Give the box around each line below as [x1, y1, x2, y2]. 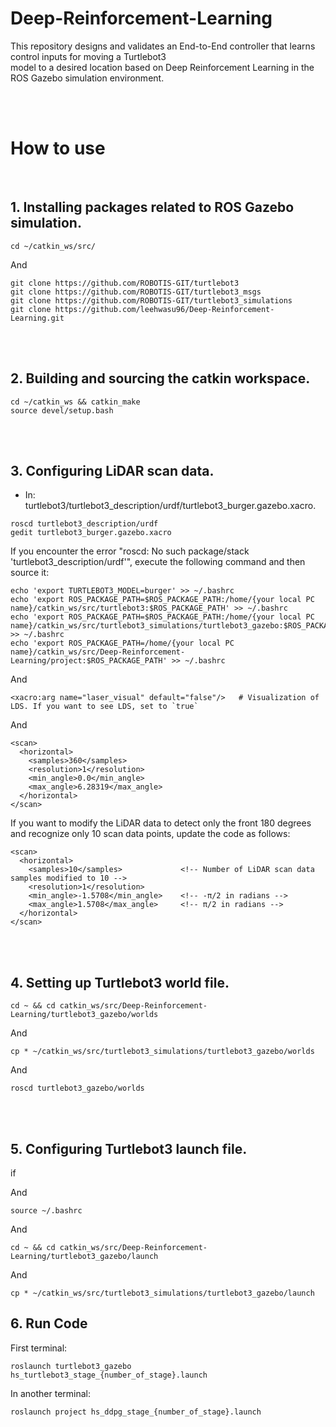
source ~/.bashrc [10, 1205, 83, 1216]
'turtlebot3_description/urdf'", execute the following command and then [10, 556, 306, 568]
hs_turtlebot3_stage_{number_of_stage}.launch [10, 1370, 208, 1380]
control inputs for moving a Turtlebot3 [10, 50, 167, 62]
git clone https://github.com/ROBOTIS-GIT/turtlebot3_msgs [10, 287, 262, 297]
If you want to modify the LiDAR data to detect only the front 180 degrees [10, 817, 312, 829]
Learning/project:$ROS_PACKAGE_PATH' [10, 656, 168, 666]
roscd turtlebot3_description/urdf [10, 519, 159, 529]
